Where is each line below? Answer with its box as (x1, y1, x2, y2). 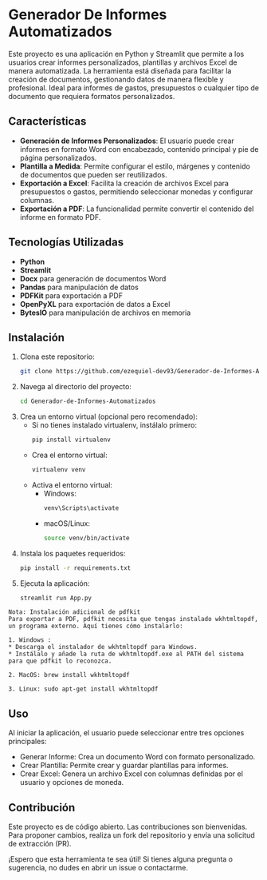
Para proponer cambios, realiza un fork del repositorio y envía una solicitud (8, 830, 255, 840)
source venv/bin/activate (43, 534, 130, 542)
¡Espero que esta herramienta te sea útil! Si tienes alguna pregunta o (8, 854, 234, 864)
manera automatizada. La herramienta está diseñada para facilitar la (8, 66, 232, 75)
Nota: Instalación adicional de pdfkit (8, 608, 141, 616)
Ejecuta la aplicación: (19, 578, 90, 588)
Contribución (8, 801, 76, 814)
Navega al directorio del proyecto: (19, 382, 132, 392)
